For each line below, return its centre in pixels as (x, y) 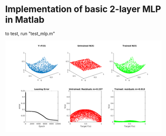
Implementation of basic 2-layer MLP (83, 9)
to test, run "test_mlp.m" (30, 33)
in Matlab (25, 20)
